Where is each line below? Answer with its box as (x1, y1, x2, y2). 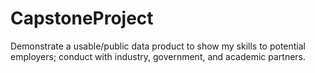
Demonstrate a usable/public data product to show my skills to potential (10, 40, 306, 52)
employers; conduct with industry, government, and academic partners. (10, 50, 307, 62)
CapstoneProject (10, 7, 154, 30)
